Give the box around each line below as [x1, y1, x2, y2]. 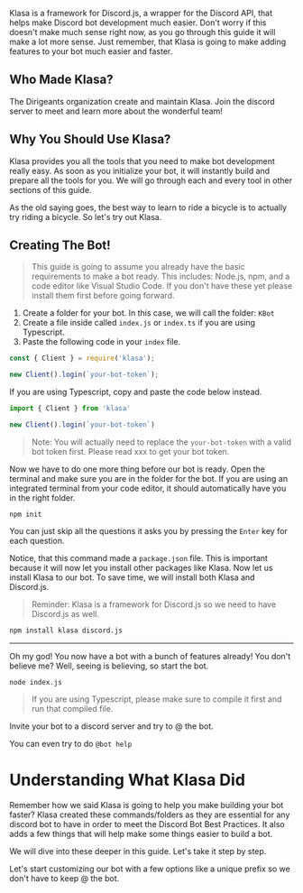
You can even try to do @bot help [9, 738, 133, 749]
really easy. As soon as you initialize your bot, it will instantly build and [9, 165, 271, 176]
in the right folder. [9, 492, 76, 503]
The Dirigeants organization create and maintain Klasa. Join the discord [9, 96, 275, 106]
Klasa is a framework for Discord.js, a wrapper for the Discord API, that [9, 8, 273, 18]
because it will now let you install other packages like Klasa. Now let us [9, 562, 273, 573]
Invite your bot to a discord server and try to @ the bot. [9, 721, 214, 732]
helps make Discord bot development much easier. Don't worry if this [9, 17, 267, 28]
